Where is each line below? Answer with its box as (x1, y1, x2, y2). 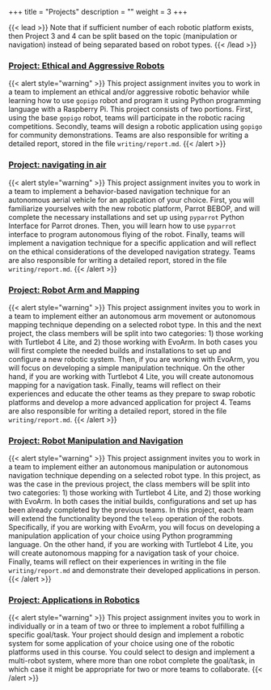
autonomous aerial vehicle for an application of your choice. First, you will (8, 195, 255, 205)
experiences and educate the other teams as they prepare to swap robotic (8, 389, 256, 399)
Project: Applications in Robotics (8, 594, 140, 606)
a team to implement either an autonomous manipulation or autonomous (8, 462, 249, 472)
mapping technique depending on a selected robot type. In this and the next (8, 320, 262, 330)
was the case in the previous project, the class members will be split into (8, 479, 251, 489)
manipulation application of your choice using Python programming (8, 531, 233, 541)
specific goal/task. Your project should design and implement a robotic (8, 630, 244, 640)
